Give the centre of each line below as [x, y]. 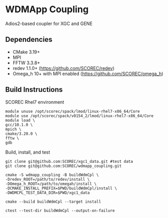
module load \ [20, 120]
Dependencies [29, 40]
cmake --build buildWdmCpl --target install [53, 202]
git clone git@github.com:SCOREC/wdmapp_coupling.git [64, 166]
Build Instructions [34, 90]
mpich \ [13, 129]
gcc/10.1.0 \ [19, 125]
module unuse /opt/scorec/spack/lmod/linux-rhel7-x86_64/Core [73, 111]
